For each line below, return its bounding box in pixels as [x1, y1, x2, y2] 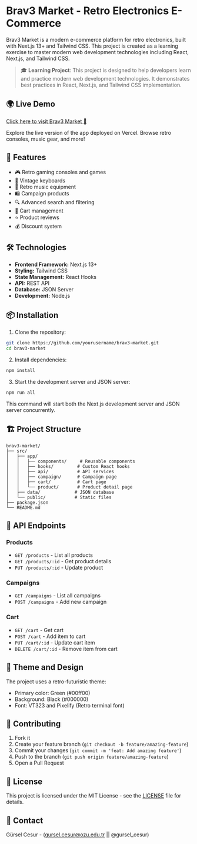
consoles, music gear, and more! [6, 135, 85, 142]
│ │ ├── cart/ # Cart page [6, 479, 107, 485]
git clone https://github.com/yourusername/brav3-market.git [6, 340, 159, 346]
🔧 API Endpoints [6, 520, 66, 530]
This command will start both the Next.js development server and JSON [6, 400, 181, 407]
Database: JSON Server [14, 286, 74, 293]
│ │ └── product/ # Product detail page [6, 484, 133, 490]
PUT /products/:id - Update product [14, 564, 103, 571]
